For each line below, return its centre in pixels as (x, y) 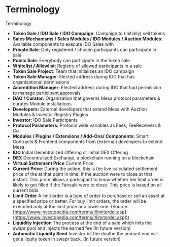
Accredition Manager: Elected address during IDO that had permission (87, 87)
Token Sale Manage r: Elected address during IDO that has (74, 76)
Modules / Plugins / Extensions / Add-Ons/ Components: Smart (80, 136)
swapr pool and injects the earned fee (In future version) (72, 228)
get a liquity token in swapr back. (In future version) (66, 239)
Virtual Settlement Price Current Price (53, 163)
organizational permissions (41, 82)
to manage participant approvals (46, 93)
